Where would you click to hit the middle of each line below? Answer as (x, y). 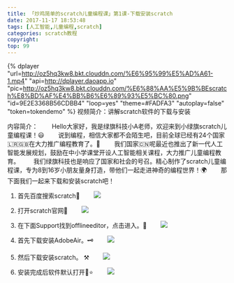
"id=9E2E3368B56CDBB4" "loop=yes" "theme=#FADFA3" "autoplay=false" (116, 103)
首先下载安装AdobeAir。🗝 (56, 240)
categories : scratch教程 (42, 33)
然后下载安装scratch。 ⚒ (53, 257)
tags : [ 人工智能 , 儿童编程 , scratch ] (55, 27)
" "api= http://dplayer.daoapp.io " (71, 81)
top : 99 (19, 46)
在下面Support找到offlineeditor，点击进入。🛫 (82, 225)
